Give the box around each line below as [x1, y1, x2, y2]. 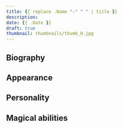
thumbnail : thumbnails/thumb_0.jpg [6, 31, 94, 37]
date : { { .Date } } [6, 20, 51, 25]
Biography [6, 53, 46, 63]
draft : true [6, 25, 35, 31]
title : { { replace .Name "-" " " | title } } [6, 8, 118, 15]
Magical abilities [6, 113, 68, 123]
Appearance [6, 72, 53, 83]
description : [6, 14, 38, 20]
